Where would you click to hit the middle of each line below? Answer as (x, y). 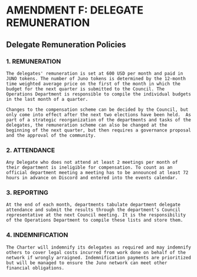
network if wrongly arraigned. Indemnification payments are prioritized (99, 258)
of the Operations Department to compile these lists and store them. (95, 220)
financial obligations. (35, 268)
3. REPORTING (27, 193)
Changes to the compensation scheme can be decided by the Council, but (97, 110)
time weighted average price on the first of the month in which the (93, 84)
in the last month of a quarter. (47, 99)
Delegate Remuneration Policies (66, 44)
